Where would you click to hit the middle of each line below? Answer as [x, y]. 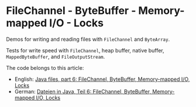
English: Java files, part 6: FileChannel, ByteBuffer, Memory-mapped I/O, [102, 79]
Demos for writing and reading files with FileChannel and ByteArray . [88, 39]
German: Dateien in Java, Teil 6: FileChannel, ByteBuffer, [82, 91]
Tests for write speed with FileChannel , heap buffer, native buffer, [85, 50]
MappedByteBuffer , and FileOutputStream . [56, 56]
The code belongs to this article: [45, 67]
